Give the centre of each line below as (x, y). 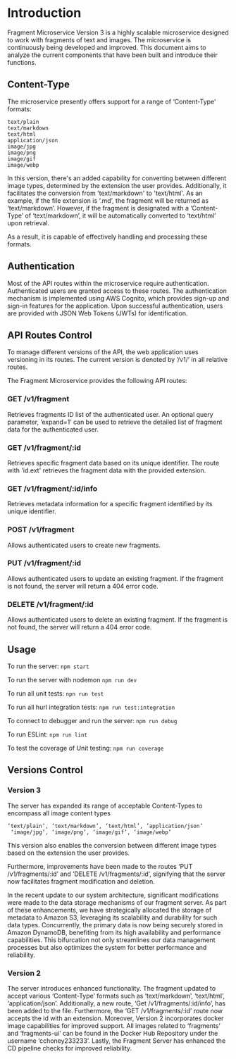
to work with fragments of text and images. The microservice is (99, 39)
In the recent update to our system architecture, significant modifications (113, 895)
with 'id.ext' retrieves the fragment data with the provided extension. (107, 470)
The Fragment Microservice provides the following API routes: (97, 381)
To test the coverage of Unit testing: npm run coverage (86, 748)
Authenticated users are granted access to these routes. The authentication (117, 291)
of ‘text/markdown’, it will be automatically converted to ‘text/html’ (120, 215)
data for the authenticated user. (53, 429)
